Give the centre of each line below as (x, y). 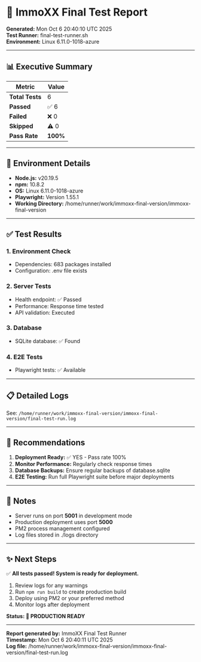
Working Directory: (39, 203)
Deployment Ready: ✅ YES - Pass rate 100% (71, 457)
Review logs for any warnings (51, 586)
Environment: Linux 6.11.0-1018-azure (53, 41)
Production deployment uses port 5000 (64, 522)
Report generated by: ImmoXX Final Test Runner (66, 634)
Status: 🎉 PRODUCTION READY (46, 616)
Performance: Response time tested (59, 306)
